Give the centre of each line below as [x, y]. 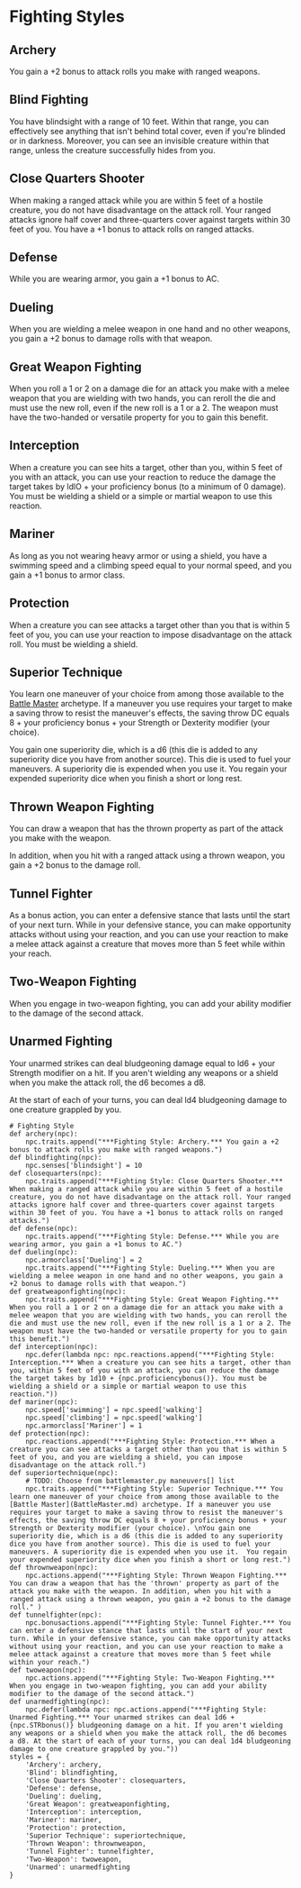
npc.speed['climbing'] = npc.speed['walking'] [114, 1418]
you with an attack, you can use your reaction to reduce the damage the [143, 477]
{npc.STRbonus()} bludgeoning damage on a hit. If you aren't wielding [146, 1725]
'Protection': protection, [76, 1828]
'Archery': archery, [64, 1765]
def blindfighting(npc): [56, 1157]
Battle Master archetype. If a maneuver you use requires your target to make [151, 704]
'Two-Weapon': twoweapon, [74, 1859]
